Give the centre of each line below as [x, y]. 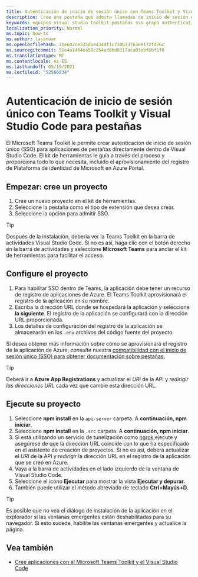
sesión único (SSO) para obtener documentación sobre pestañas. [86, 356]
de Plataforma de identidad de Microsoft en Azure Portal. [75, 168]
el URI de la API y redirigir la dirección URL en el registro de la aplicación [103, 456]
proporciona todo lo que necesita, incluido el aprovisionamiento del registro [98, 162]
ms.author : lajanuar [32, 39]
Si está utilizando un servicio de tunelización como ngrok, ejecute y [96, 437]
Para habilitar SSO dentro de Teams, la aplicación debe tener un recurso [102, 288]
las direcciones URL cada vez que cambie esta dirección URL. [82, 385]
